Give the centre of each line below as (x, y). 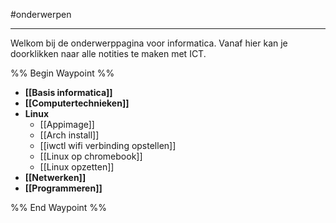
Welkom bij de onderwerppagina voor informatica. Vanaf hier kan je (149, 43)
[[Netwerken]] (55, 177)
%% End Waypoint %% (58, 207)
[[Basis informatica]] (68, 92)
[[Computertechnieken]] (77, 103)
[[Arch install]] (69, 135)
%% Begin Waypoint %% (62, 73)
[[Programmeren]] (63, 188)
